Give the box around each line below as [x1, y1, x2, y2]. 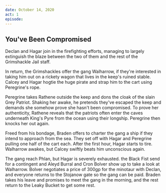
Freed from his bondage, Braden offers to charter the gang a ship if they [5, 130, 153, 136]
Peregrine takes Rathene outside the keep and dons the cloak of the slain [5, 94, 155, 100]
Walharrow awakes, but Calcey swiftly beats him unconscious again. [5, 146, 146, 152]
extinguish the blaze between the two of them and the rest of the [5, 53, 138, 60]
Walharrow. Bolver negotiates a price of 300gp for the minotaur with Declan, [5, 167, 162, 173]
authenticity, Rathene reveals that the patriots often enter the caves [5, 110, 143, 116]
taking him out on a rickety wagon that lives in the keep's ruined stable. [5, 74, 151, 80]
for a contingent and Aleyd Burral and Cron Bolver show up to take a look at [5, 161, 160, 167]
